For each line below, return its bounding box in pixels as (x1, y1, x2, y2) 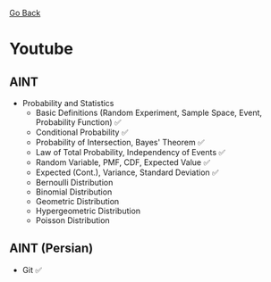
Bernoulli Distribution (35, 178, 114, 187)
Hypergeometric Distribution (35, 205, 141, 216)
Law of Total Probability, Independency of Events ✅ (35, 147, 226, 157)
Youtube (9, 39, 74, 59)
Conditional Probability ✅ (35, 127, 129, 137)
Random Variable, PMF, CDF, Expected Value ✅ (35, 157, 211, 168)
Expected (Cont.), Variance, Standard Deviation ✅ (35, 167, 219, 178)
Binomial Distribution (35, 187, 113, 197)
